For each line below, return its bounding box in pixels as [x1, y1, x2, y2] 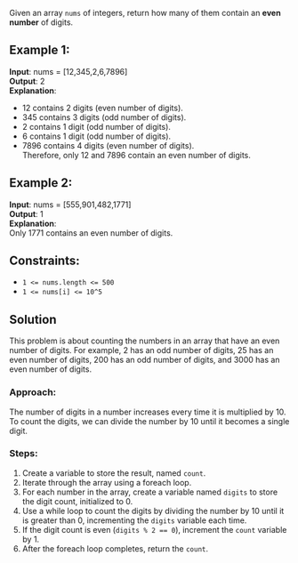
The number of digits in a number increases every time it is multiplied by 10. [9, 406, 286, 417]
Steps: [9, 447, 38, 460]
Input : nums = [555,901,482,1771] [9, 199, 132, 210]
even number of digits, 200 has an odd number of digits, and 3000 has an [9, 355, 280, 366]
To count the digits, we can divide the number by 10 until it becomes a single [9, 415, 290, 426]
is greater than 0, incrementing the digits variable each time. [21, 515, 247, 526]
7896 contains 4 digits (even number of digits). [21, 140, 195, 150]
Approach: [9, 386, 57, 398]
